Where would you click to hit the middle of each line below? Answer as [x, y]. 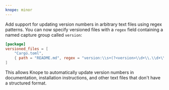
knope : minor [19, 10]
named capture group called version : [44, 35]
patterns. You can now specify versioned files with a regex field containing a [84, 29]
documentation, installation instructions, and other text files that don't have [83, 78]
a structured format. [26, 83]
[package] [16, 44]
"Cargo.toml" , [29, 53]
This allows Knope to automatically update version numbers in [70, 72]
